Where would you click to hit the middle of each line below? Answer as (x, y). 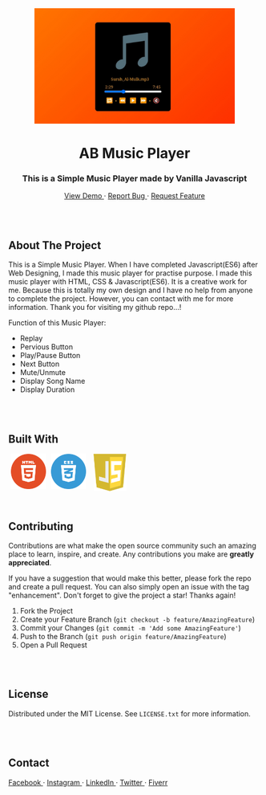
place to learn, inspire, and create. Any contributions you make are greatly (131, 554)
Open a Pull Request (54, 645)
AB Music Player (135, 154)
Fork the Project (46, 610)
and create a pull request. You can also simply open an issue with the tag (129, 586)
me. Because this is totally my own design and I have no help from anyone (131, 290)
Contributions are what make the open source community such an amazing (132, 545)
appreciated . (30, 562)
